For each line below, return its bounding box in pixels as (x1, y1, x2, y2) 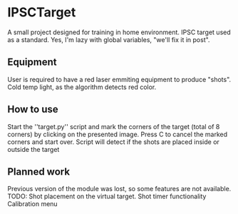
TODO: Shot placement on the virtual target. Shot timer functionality (7, 192, 207, 200)
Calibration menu (7, 200, 58, 208)
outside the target (7, 145, 60, 153)
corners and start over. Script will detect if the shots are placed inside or (7, 137, 219, 146)
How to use (7, 103, 58, 116)
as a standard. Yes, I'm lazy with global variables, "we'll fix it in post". (7, 35, 210, 44)
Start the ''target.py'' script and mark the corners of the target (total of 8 (7, 122, 220, 131)
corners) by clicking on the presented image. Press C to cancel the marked (7, 130, 228, 138)
